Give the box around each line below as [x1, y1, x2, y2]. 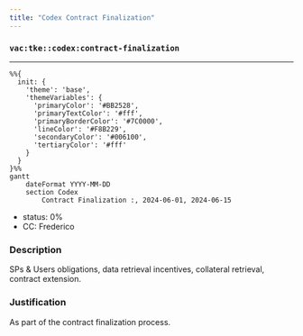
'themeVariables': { [25, 93, 103, 102]
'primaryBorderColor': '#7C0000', [32, 116, 164, 126]
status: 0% [22, 211, 63, 222]
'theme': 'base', [25, 85, 91, 95]
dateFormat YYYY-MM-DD [25, 179, 111, 189]
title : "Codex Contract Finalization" [9, 13, 155, 23]
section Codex [25, 187, 78, 196]
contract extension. [9, 274, 82, 285]
